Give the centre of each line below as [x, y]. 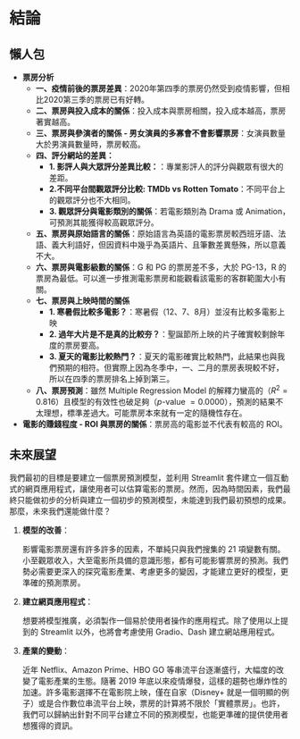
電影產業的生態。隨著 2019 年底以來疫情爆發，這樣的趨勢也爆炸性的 [162, 681]
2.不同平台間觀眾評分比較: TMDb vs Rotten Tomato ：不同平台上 [167, 189]
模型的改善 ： [46, 530]
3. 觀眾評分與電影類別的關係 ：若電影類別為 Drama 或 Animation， [169, 211]
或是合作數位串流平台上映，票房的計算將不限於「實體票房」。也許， [161, 703]
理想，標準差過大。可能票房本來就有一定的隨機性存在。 [145, 413]
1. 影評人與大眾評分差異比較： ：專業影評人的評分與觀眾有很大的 [166, 167]
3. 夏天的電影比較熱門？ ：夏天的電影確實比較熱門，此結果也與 [163, 357]
